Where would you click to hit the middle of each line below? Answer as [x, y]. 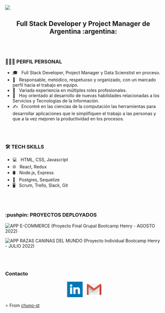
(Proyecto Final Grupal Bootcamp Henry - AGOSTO [103, 226]
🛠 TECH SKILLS [25, 147]
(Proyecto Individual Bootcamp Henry [122, 241]
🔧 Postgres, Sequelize [36, 180]
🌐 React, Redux [29, 167]
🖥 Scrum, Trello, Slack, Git [40, 185]
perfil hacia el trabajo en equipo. [45, 85]
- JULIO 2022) [20, 246]
